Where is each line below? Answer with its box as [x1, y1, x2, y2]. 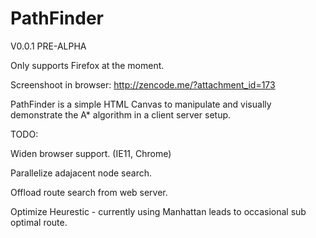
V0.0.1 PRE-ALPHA [10, 40, 87, 52]
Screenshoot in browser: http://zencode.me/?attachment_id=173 [10, 78, 276, 91]
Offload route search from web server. [10, 186, 168, 198]
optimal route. [10, 216, 68, 228]
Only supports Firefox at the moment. [10, 59, 165, 71]
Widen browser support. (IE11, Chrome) [10, 147, 172, 159]
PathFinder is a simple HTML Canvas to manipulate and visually [10, 98, 272, 110]
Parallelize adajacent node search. [10, 167, 153, 179]
